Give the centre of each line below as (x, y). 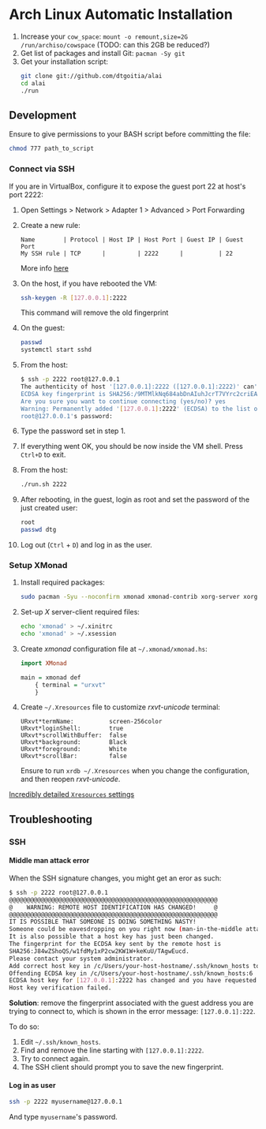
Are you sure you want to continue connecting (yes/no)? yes (123, 401)
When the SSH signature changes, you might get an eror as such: (115, 878)
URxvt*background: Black (73, 742)
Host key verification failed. (60, 988)
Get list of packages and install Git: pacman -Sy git (103, 53)
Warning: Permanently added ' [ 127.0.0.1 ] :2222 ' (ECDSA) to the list (135, 409)
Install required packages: (62, 582)
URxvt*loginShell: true (72, 729)
